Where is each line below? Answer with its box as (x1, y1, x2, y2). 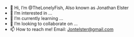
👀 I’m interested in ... (9, 10, 52, 16)
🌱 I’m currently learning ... (9, 15, 63, 21)
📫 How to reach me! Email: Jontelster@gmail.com (9, 26, 114, 32)
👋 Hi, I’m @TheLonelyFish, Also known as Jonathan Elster (9, 5, 129, 10)
